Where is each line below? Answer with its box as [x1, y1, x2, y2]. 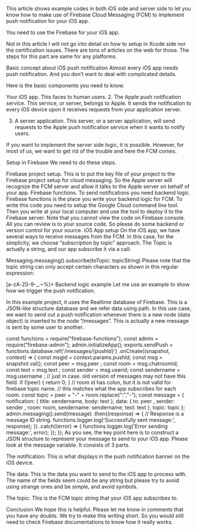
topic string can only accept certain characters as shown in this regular [6, 263, 179, 270]
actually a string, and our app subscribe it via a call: [6, 246, 131, 252]
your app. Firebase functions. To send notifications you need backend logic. [6, 189, 191, 196]
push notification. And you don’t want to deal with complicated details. [6, 71, 177, 77]
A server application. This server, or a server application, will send [14, 117, 175, 124]
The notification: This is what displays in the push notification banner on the [6, 453, 190, 460]
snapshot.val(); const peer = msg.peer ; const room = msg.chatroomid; [6, 360, 178, 367]
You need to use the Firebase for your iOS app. [6, 29, 120, 36]
